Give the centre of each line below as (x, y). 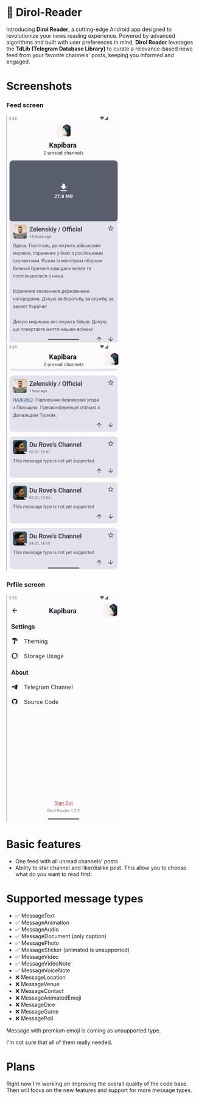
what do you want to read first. (54, 874)
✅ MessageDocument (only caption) (61, 936)
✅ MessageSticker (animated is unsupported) (72, 950)
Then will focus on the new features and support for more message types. (100, 1090)
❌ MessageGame (37, 1011)
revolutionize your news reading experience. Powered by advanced (91, 35)
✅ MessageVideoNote (43, 963)
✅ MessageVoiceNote (43, 970)
